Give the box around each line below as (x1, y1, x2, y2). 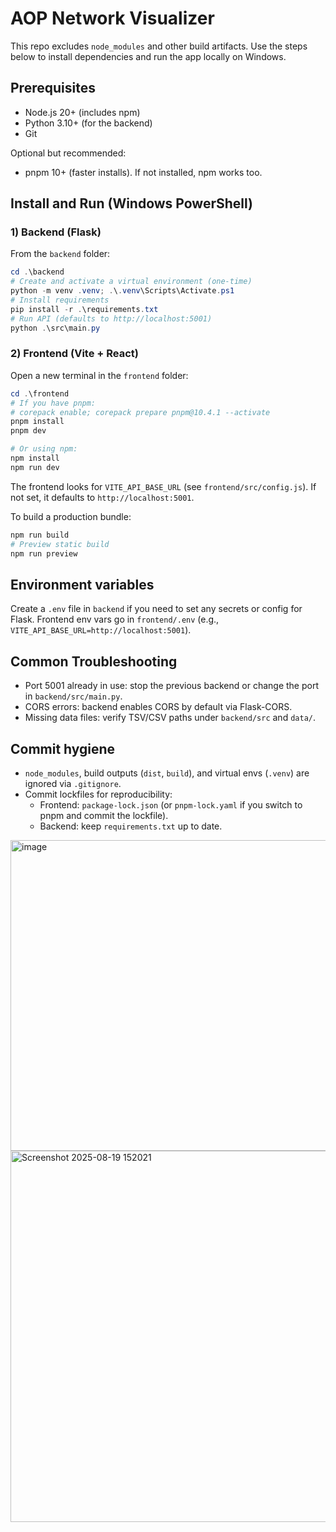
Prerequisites (10, 80, 96, 97)
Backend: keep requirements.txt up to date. (39, 820, 223, 832)
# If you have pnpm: (10, 398, 97, 408)
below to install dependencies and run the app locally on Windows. (10, 50, 287, 62)
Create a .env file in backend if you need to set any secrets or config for (10, 603, 303, 615)
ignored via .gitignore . (24, 777, 122, 789)
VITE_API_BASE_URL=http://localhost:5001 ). (10, 624, 192, 636)
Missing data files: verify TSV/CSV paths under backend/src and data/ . (24, 712, 316, 724)
